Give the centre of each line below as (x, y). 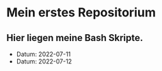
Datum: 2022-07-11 (43, 54)
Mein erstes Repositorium (81, 13)
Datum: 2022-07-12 (44, 61)
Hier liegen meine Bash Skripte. (75, 38)
